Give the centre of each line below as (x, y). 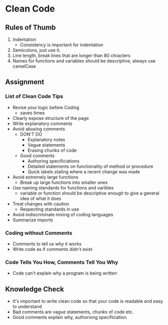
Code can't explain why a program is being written (65, 273)
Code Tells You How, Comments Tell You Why (62, 262)
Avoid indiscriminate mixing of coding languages (63, 214)
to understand (27, 307)
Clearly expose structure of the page (51, 118)
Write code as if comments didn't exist (52, 249)
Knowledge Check (35, 289)
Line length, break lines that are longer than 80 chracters (71, 55)
